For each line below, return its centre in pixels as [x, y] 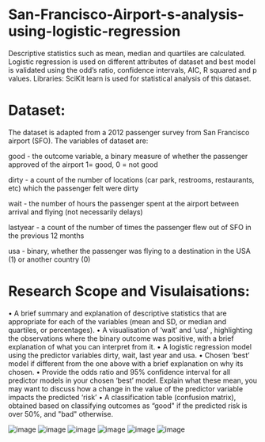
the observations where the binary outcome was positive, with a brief [121, 338]
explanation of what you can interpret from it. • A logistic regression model [130, 346]
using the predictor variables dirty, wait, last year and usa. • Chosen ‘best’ [129, 355]
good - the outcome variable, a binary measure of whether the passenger [128, 156]
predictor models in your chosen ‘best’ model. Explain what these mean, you [133, 380]
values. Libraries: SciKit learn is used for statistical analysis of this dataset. [130, 78]
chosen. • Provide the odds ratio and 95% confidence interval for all [119, 372]
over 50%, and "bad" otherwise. [61, 414]
